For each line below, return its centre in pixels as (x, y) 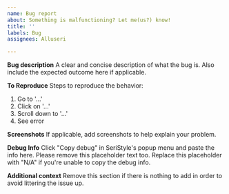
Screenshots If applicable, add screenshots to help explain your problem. (112, 135)
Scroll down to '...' (42, 114)
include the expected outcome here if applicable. (77, 72)
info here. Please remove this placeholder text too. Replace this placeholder (114, 155)
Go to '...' (30, 99)
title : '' (21, 26)
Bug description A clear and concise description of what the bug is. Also (111, 65)
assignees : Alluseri (37, 39)
